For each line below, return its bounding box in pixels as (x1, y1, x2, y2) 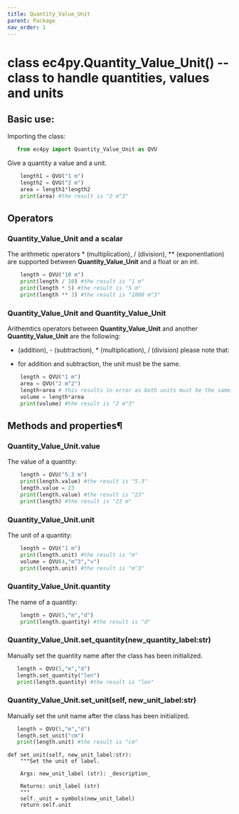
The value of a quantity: (7, 458, 77, 466)
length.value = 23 (20, 485, 75, 492)
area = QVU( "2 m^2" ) (20, 380, 81, 388)
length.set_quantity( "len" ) (16, 672, 100, 679)
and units (7, 85, 64, 101)
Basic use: (7, 113, 55, 125)
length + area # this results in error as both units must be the (20, 386, 215, 393)
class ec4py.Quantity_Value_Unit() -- (7, 54, 229, 71)
